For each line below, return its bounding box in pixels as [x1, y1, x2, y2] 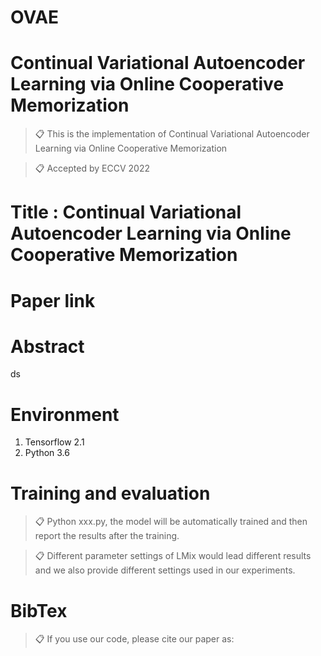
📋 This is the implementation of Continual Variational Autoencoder [34, 128, 310, 140]
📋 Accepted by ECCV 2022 [34, 162, 150, 175]
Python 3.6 [24, 447, 70, 459]
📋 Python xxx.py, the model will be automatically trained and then [34, 516, 308, 528]
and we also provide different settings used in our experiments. [34, 564, 296, 576]
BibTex [10, 599, 68, 622]
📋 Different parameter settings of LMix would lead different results [34, 550, 312, 562]
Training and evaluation [10, 482, 211, 505]
